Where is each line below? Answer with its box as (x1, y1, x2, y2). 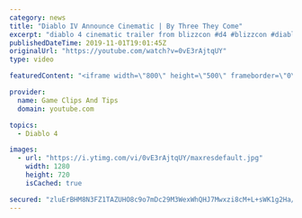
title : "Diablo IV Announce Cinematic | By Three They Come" (9, 22, 244, 31)
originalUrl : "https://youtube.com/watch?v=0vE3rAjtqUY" (9, 47, 227, 56)
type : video (9, 55, 54, 64)
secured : (9, 195, 42, 204)
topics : (9, 121, 39, 130)
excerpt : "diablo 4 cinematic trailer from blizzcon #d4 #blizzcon (9, 30, 268, 39)
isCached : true (25, 178, 83, 187)
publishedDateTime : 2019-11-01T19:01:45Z (9, 38, 167, 48)
